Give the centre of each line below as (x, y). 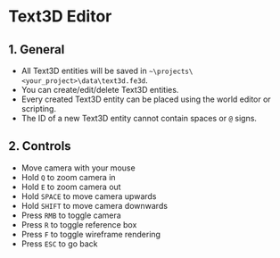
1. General (37, 50)
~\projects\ (171, 71)
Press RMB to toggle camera (71, 215)
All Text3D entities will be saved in (84, 71)
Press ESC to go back (60, 244)
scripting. (39, 108)
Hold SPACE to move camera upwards (89, 196)
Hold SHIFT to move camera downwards (95, 205)
